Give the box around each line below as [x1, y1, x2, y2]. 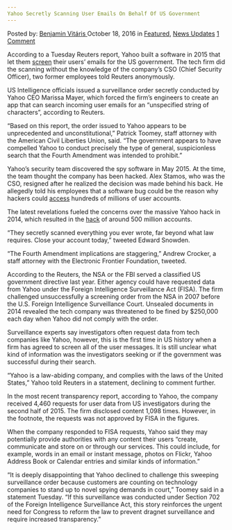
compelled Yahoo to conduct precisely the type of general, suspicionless [7, 143, 216, 152]
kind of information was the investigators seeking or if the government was [7, 350, 222, 358]
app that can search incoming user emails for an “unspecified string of [7, 100, 210, 109]
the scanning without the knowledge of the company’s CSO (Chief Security [7, 65, 222, 73]
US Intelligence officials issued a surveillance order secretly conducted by [7, 86, 219, 94]
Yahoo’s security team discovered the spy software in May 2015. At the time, [7, 164, 226, 172]
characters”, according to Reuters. [7, 108, 106, 116]
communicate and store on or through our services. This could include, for [7, 442, 220, 451]
